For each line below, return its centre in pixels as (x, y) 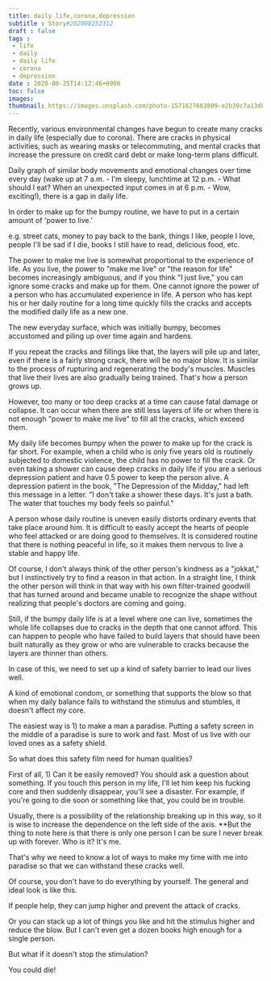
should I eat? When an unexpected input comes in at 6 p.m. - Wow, (120, 187)
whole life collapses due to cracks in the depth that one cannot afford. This (133, 628)
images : (21, 99)
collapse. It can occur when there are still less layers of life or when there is (134, 411)
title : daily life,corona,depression (72, 16)
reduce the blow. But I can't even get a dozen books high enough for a (125, 930)
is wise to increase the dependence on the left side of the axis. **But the (130, 824)
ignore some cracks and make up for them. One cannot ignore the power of (134, 286)
